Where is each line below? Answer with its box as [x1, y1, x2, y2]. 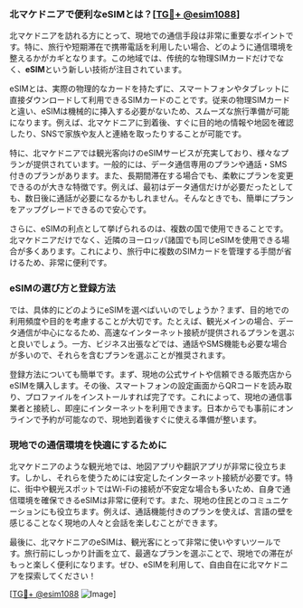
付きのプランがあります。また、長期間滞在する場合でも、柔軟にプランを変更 [9, 170, 294, 182]
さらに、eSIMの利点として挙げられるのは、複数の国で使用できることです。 [9, 223, 289, 234]
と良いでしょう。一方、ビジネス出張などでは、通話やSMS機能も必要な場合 [9, 338, 288, 349]
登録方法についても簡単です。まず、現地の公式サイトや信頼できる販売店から [9, 369, 293, 379]
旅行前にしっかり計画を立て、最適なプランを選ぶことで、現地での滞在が [24, 547, 293, 558]
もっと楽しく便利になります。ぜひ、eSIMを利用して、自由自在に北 [9, 558, 258, 570]
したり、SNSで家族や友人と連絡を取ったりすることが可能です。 [9, 128, 247, 139]
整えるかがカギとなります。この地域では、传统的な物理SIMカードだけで [9, 52, 277, 64]
